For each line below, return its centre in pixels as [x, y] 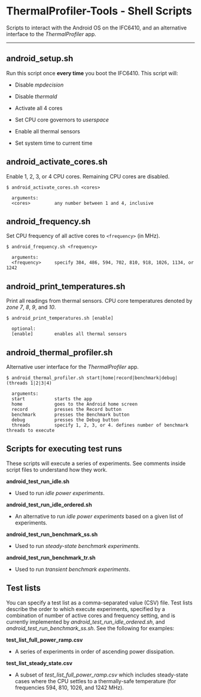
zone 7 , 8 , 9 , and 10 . [31, 307]
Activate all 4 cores [39, 108]
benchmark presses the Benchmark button [71, 415]
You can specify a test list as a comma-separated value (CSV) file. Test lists [99, 603]
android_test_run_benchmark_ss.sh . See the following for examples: [90, 628]
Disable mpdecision [39, 85]
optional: [24, 329]
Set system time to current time [54, 143]
